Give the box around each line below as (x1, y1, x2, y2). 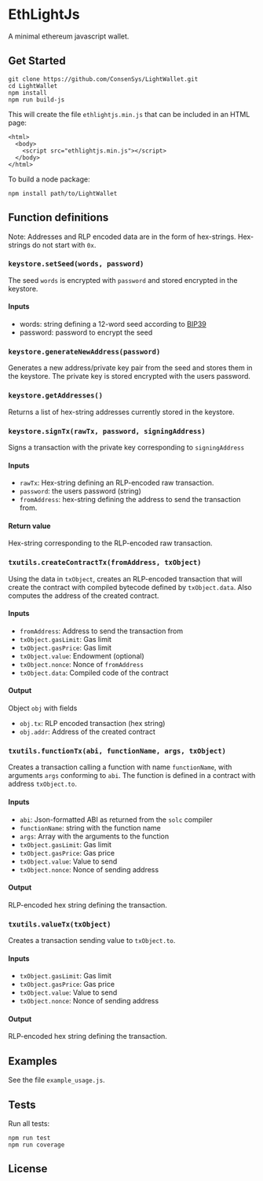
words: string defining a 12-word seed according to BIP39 (19, 320, 206, 329)
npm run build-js (8, 96, 65, 104)
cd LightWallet (8, 82, 58, 90)
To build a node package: (8, 174, 90, 184)
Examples (8, 1054, 57, 1068)
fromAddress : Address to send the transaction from (19, 626, 183, 636)
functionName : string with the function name (19, 823, 161, 832)
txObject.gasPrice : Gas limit (19, 643, 112, 652)
